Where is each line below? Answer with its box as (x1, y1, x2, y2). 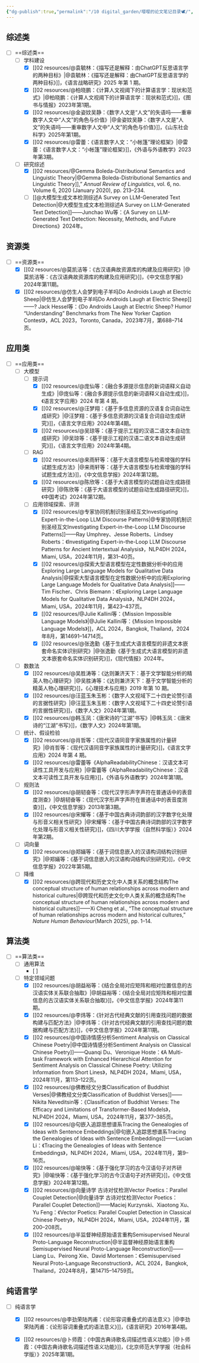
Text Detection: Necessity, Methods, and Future (59, 215, 176, 222)
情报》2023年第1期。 (43, 101, 95, 108)
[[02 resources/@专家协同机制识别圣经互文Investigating (41, 508, 178, 515)
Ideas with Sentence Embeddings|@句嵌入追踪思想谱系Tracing (32, 1128, 187, 1135)
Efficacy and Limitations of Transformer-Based (32, 1106, 147, 1113)
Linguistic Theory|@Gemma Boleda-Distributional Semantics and (32, 174, 191, 181)
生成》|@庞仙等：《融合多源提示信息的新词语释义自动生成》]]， (41, 390, 192, 397)
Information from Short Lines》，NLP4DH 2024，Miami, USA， (32, 1068, 185, 1076)
